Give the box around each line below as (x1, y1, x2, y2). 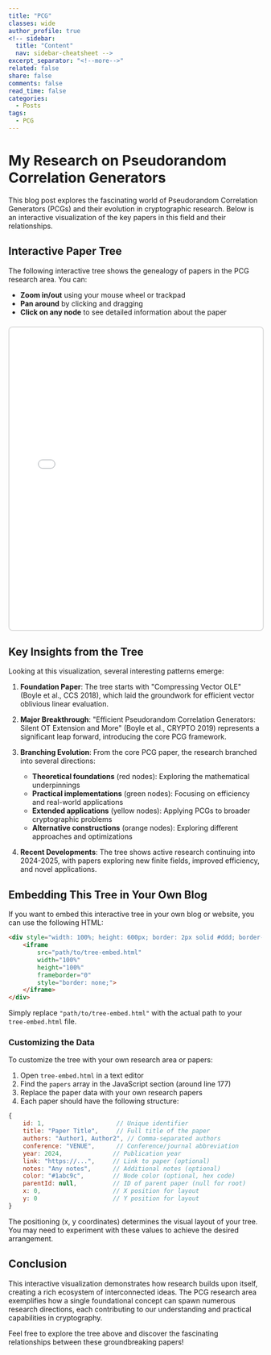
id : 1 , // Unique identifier (23, 1119, 189, 1128)
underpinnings (31, 780, 80, 790)
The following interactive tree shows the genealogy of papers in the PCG (8, 265, 249, 275)
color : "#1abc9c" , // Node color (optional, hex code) (23, 1172, 236, 1180)
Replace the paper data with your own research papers (19, 1088, 203, 1098)
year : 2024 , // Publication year (23, 1149, 182, 1157)
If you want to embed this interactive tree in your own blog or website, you (8, 909, 255, 919)
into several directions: (19, 756, 96, 766)
